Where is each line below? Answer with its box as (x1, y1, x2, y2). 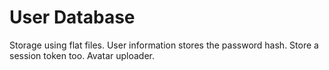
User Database (9, 6, 136, 29)
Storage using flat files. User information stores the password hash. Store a (9, 39, 319, 51)
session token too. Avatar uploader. (9, 49, 155, 61)
